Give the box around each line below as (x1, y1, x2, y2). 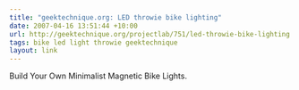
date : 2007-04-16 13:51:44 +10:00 (9, 21, 139, 30)
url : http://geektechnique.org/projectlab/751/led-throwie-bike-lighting (9, 29, 291, 38)
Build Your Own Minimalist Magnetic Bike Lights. (9, 70, 188, 81)
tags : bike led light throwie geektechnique (9, 37, 178, 47)
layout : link (9, 46, 58, 55)
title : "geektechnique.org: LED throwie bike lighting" (9, 12, 222, 22)
